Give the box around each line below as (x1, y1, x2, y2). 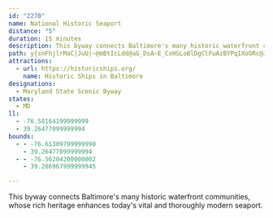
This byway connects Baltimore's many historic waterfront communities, (8, 192, 250, 202)
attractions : (8, 58, 53, 66)
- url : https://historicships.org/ (15, 65, 136, 73)
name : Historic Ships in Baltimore (23, 72, 144, 80)
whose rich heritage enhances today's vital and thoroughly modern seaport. (8, 200, 263, 211)
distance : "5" (8, 27, 57, 35)
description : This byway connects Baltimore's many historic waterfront (8, 42, 260, 50)
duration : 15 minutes (8, 34, 82, 43)
